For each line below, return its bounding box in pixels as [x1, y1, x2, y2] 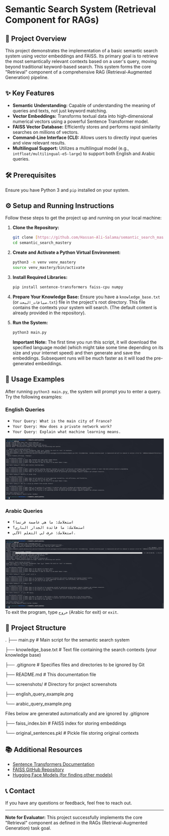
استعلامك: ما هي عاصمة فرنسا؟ [12, 520, 74, 525]
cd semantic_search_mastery [12, 240, 71, 245]
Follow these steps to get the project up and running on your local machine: [5, 215, 162, 221]
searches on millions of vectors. [12, 129, 79, 135]
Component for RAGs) [5, 14, 99, 26]
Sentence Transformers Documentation [12, 761, 95, 768]
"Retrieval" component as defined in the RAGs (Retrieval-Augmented [5, 819, 147, 825]
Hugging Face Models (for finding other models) [12, 772, 113, 778]
